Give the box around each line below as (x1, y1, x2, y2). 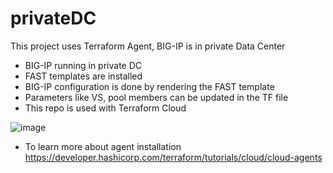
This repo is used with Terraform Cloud (24, 102, 187, 114)
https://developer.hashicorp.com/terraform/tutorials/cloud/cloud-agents (24, 151, 323, 163)
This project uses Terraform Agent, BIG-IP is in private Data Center (10, 40, 286, 52)
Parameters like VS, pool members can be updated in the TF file (24, 91, 289, 103)
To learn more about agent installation (24, 140, 182, 152)
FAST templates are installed (24, 70, 143, 82)
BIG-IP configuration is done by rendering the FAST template (24, 80, 275, 92)
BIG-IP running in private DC (24, 59, 143, 71)
